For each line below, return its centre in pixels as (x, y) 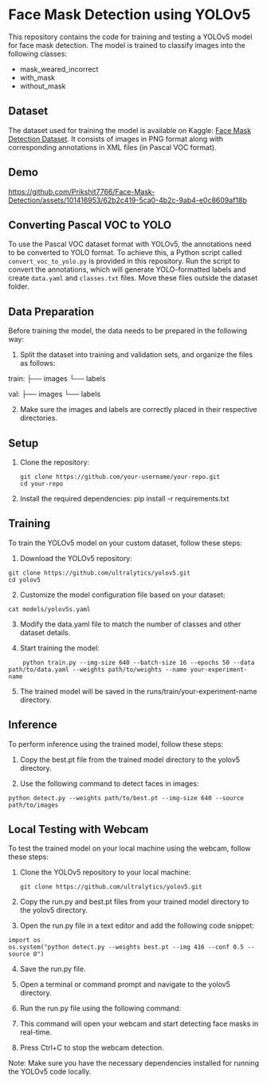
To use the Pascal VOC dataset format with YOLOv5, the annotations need (130, 244)
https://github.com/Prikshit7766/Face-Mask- (82, 191)
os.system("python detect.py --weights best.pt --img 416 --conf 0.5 (126, 947)
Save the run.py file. (53, 969)
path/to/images (33, 805)
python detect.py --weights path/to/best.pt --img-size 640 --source (126, 798)
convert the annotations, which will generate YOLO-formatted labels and (127, 269)
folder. (19, 287)
